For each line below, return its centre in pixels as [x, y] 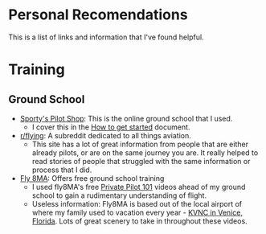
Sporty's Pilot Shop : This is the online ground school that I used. [126, 118]
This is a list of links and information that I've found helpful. [106, 37]
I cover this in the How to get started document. [111, 127]
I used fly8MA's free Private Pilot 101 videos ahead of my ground [139, 187]
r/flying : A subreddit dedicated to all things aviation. [105, 135]
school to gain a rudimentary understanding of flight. [119, 195]
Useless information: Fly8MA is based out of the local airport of [137, 203]
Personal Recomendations [98, 15]
